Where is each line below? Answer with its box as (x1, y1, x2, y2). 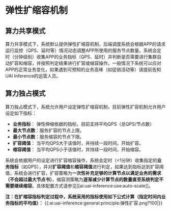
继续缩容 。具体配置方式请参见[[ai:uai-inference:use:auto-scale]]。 (14, 182, 154, 189)
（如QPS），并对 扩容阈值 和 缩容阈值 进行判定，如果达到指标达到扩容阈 (18, 164, 164, 170)
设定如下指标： (5, 110, 37, 116)
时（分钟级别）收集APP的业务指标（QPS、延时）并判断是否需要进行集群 (5, 54, 157, 60)
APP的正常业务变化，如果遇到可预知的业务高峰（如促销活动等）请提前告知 (5, 67, 161, 72)
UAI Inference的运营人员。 (5, 73, 61, 79)
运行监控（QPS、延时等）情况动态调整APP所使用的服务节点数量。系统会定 (5, 47, 162, 54)
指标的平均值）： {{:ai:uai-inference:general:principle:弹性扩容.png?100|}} (9, 200, 163, 206)
